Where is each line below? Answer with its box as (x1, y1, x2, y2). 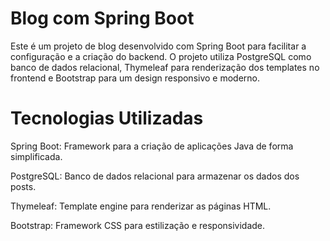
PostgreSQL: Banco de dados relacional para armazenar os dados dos (10, 170, 300, 182)
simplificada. (10, 150, 63, 162)
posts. (10, 180, 37, 192)
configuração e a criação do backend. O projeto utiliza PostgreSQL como (10, 50, 312, 62)
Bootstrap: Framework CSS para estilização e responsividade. (10, 219, 266, 231)
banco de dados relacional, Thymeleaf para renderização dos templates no (10, 61, 320, 73)
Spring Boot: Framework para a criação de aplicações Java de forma (10, 140, 294, 152)
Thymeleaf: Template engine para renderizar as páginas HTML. (10, 200, 272, 212)
